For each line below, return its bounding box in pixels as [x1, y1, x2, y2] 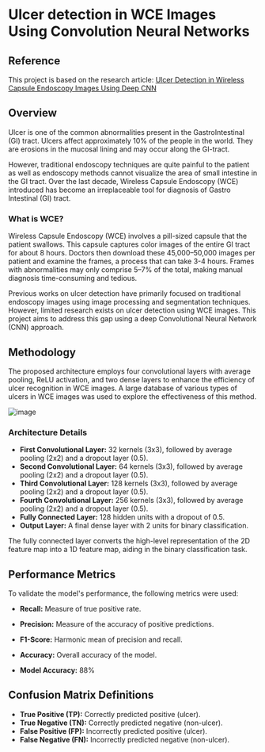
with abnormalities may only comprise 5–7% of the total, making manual [8, 265, 243, 274]
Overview [8, 106, 58, 120]
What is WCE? [8, 213, 64, 224]
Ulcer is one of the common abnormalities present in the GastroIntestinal [8, 127, 245, 136]
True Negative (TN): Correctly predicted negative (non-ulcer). [19, 718, 223, 727]
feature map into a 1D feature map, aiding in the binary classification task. [8, 545, 248, 554]
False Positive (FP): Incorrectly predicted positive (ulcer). [19, 726, 208, 735]
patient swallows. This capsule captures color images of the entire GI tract [8, 240, 251, 249]
